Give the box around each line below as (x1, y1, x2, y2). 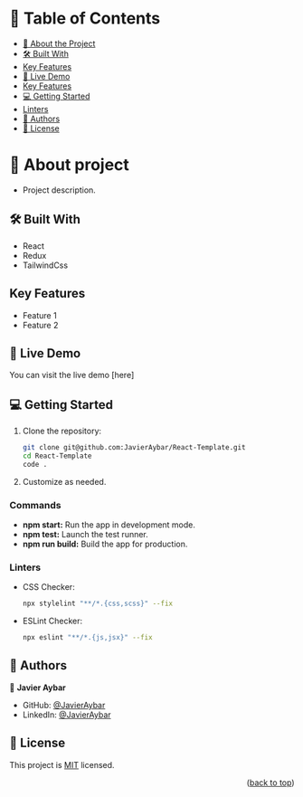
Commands (9, 498, 62, 511)
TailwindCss (22, 260, 69, 270)
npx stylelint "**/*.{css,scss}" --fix (22, 599, 174, 609)
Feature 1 (22, 309, 57, 320)
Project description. (22, 185, 97, 195)
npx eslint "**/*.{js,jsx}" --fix (22, 633, 153, 642)
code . (22, 460, 48, 469)
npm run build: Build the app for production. (22, 538, 188, 550)
